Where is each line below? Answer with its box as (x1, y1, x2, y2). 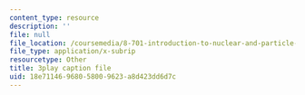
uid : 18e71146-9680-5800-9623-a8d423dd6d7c (9, 72, 177, 81)
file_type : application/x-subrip (9, 47, 136, 56)
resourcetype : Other (9, 55, 88, 64)
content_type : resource (9, 13, 100, 23)
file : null (9, 30, 51, 39)
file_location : (9, 38, 67, 48)
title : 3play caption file (9, 64, 112, 73)
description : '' (9, 22, 71, 31)
